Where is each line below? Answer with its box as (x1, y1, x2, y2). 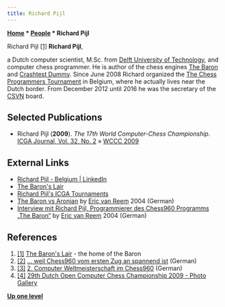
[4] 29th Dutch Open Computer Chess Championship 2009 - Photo (16, 271, 207, 280)
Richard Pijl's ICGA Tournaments (16, 190, 109, 198)
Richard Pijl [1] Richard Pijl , (7, 42, 83, 50)
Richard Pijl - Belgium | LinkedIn (16, 175, 107, 184)
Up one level (7, 292, 43, 300)
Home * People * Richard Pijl (7, 29, 90, 37)
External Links (7, 157, 70, 169)
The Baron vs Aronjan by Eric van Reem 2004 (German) (16, 197, 174, 206)
